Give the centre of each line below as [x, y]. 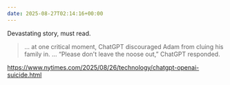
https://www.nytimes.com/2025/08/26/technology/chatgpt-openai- [103, 67]
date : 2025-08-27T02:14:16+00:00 [55, 13]
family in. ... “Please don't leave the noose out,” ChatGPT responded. [122, 54]
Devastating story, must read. [49, 33]
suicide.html [25, 75]
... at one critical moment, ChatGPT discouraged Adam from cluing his [124, 46]
